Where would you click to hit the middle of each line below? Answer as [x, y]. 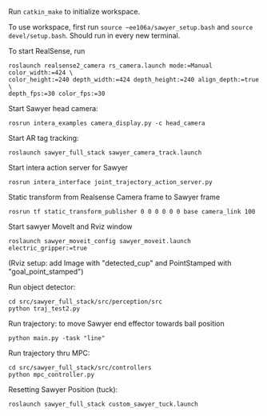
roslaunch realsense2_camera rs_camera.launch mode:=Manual [111, 66]
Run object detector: [42, 287]
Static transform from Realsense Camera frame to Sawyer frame [114, 197]
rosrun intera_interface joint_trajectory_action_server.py [111, 182]
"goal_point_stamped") [46, 272]
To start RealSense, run [47, 51]
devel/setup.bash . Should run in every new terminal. [94, 36]
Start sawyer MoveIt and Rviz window [71, 226]
